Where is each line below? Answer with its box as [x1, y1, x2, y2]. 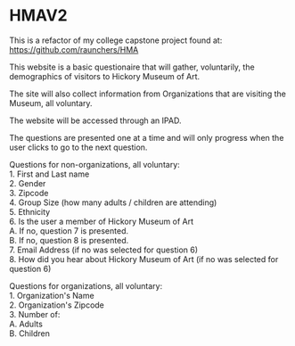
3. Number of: [9, 309, 61, 319]
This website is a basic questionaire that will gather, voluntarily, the [9, 62, 256, 72]
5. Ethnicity [9, 206, 51, 217]
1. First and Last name [9, 169, 90, 179]
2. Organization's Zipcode [9, 300, 105, 310]
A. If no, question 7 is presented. [9, 225, 129, 236]
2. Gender [9, 177, 46, 188]
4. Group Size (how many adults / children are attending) [9, 197, 217, 208]
